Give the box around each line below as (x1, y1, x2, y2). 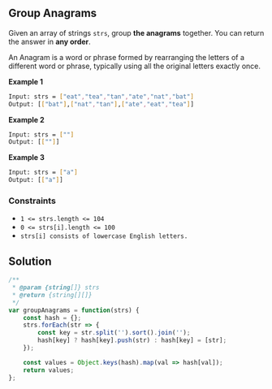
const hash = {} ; (23, 313, 82, 322)
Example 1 (8, 76, 43, 86)
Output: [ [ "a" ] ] (8, 176, 63, 184)
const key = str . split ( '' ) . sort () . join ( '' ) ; (37, 329, 191, 337)
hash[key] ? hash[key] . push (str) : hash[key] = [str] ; (37, 336, 227, 344)
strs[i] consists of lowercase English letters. (19, 232, 188, 240)
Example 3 (8, 153, 45, 162)
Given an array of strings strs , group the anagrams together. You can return (8, 28, 265, 37)
